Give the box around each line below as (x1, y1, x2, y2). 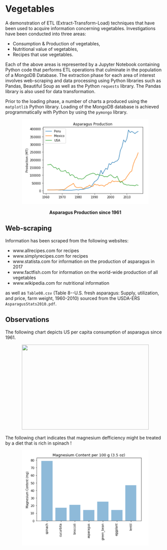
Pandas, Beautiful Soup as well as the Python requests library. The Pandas (5, 82, 161, 89)
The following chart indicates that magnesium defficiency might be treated (5, 434, 161, 441)
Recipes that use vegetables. (12, 51, 74, 58)
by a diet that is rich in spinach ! (5, 440, 72, 446)
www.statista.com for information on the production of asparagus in (12, 258, 155, 264)
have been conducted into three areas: (5, 31, 86, 37)
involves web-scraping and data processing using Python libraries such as (5, 77, 161, 84)
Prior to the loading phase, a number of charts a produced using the (5, 98, 148, 104)
